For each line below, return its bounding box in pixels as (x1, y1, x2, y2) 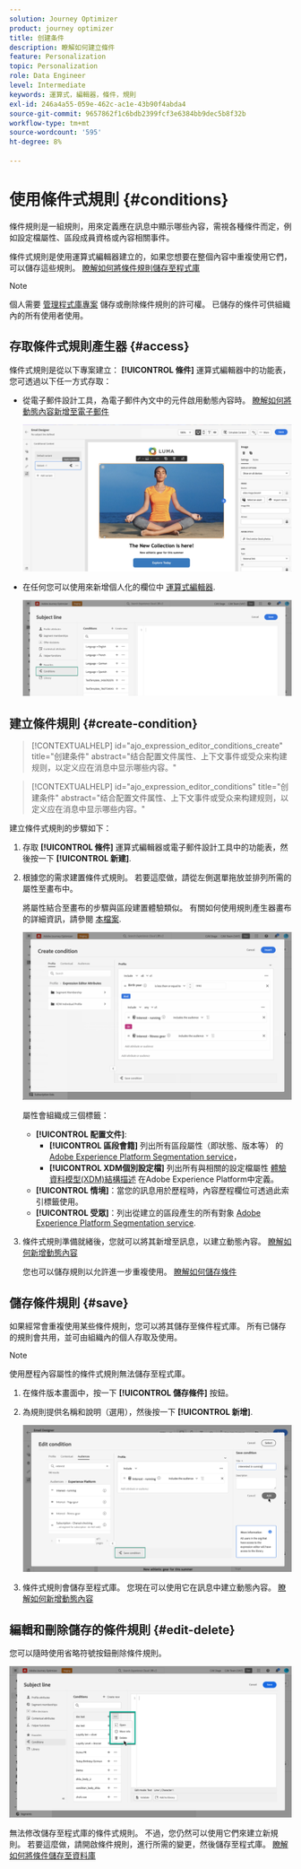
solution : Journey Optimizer (9, 14, 118, 23)
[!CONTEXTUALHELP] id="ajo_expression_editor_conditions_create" (30, 740, 284, 751)
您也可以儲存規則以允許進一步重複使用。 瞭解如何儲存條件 (21, 1266, 237, 1278)
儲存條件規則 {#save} (9, 1295, 129, 1310)
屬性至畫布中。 (21, 884, 78, 895)
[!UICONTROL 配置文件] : (35, 1129, 127, 1140)
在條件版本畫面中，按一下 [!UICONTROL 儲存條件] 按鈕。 (21, 1387, 234, 1399)
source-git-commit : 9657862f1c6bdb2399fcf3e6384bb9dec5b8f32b (9, 109, 246, 118)
